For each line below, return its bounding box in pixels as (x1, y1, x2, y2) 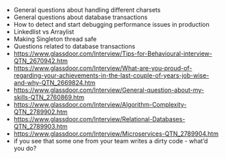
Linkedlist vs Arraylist (13, 27, 75, 36)
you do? (13, 144, 37, 152)
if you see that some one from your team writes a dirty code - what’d (13, 137, 208, 145)
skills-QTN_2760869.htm (13, 93, 84, 101)
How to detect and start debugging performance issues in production (13, 21, 210, 28)
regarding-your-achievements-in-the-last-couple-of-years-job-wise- (13, 71, 210, 79)
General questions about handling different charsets (13, 6, 161, 14)
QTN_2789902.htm (13, 108, 68, 116)
